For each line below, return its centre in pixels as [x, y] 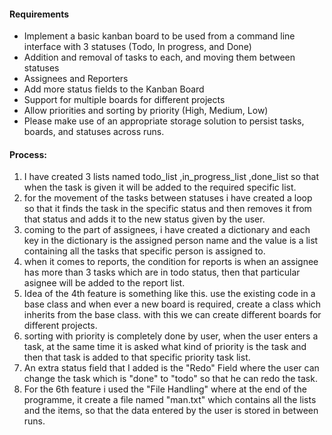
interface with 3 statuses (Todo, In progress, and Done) [137, 47]
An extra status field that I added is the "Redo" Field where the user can [171, 368]
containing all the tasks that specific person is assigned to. [144, 251]
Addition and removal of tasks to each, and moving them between [159, 57]
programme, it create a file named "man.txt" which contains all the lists [170, 400]
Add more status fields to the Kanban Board [114, 89]
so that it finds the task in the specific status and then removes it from [167, 209]
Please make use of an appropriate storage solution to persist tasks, [164, 121]
